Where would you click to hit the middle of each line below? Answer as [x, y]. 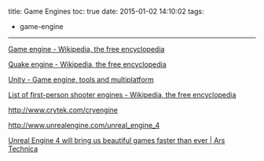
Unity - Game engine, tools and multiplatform [81, 79]
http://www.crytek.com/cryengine [63, 110]
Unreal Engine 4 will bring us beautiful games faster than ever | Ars [117, 140]
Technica [23, 149]
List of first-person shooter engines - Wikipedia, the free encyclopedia [122, 95]
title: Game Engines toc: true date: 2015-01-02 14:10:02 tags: [106, 11]
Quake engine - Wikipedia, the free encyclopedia [87, 64]
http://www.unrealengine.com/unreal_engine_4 [84, 125]
